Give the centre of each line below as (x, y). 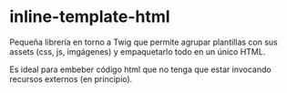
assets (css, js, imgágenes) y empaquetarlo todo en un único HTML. (138, 51)
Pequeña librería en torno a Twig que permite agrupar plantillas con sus (143, 42)
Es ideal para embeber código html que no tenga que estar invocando (140, 69)
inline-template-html (90, 17)
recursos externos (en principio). (71, 78)
